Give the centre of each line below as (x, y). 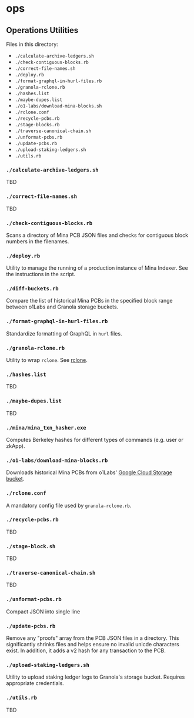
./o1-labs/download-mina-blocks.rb (57, 460)
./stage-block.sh (31, 546)
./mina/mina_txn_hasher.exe (46, 427)
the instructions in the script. (41, 274)
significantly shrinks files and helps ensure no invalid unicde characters (93, 645)
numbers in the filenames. (38, 241)
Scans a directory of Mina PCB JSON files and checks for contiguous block (97, 235)
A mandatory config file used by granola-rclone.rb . (69, 505)
